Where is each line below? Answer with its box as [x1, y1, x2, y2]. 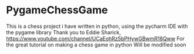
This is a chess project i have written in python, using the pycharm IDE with [6, 23, 188, 30]
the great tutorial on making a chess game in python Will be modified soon [6, 41, 186, 48]
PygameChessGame [6, 3, 108, 17]
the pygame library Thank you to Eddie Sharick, [6, 28, 122, 35]
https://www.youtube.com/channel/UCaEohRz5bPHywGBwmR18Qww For [6, 35, 185, 42]
